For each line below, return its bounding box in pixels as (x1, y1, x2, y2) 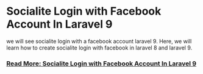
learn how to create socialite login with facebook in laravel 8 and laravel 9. (6, 44, 193, 51)
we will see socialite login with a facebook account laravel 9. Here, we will (6, 37, 192, 45)
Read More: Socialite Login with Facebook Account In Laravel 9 (6, 59, 197, 68)
